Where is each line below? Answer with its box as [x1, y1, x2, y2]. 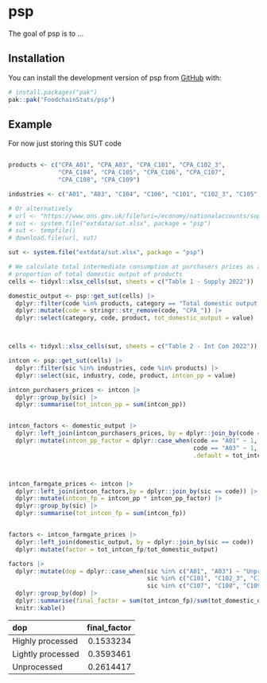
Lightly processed [12, 648, 79, 659]
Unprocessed [12, 661, 63, 672]
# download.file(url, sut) [8, 234, 98, 243]
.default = [193, 452, 229, 460]
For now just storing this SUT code [8, 138, 122, 149]
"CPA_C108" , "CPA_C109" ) [58, 176, 141, 184]
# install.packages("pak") [8, 88, 98, 96]
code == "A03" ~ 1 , [193, 444, 258, 452]
